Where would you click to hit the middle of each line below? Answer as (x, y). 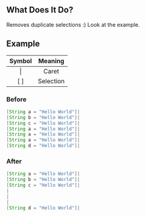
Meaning (51, 61)
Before (16, 99)
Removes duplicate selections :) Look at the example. (73, 24)
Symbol (21, 61)
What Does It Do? (40, 10)
